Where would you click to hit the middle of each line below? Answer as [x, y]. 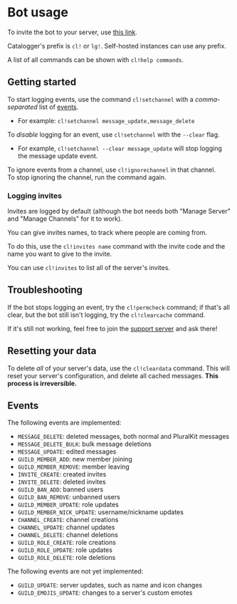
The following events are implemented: [64, 423]
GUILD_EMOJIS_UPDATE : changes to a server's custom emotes [105, 593]
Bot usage [38, 12]
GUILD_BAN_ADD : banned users [60, 489]
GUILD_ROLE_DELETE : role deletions [67, 558]
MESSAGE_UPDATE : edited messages [67, 452]
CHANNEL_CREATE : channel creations [68, 520]
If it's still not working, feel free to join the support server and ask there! [112, 328]
